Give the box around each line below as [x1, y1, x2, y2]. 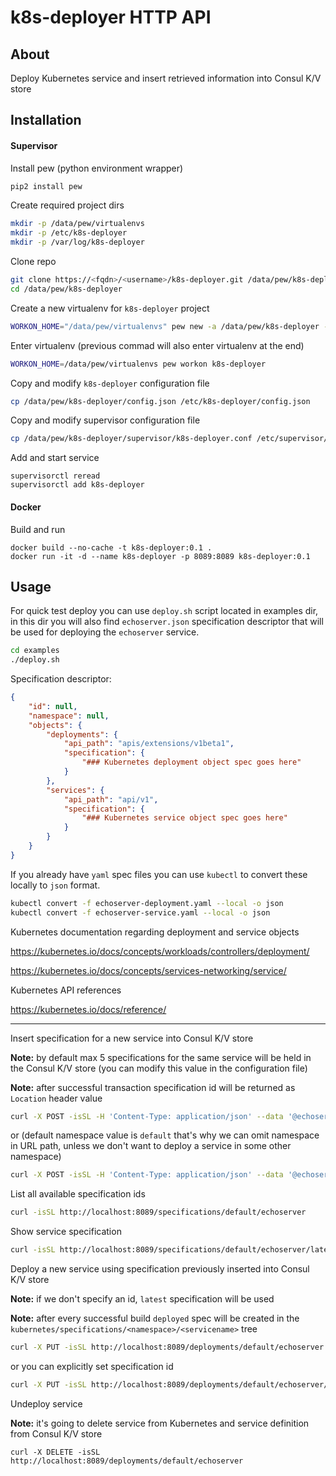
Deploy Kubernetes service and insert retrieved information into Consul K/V [10, 72, 322, 84]
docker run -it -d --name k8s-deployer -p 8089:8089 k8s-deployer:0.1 [10, 551, 311, 561]
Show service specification [10, 1226, 122, 1238]
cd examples [10, 646, 60, 656]
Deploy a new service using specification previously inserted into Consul [10, 1263, 310, 1275]
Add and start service [10, 452, 100, 464]
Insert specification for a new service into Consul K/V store [10, 1032, 254, 1044]
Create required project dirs [10, 199, 125, 211]
